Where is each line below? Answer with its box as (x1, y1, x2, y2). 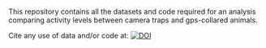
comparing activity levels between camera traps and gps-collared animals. (8, 15, 258, 25)
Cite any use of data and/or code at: (8, 31, 129, 40)
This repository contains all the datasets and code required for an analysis (8, 7, 256, 16)
